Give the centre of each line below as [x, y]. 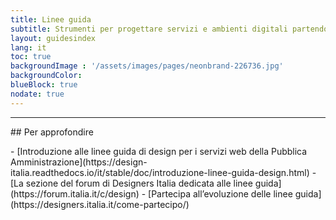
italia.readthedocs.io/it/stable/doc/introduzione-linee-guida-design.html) [160, 172]
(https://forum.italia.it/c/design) [75, 193]
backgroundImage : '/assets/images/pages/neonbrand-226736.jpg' [147, 66]
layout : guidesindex [53, 38]
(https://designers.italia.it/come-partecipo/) [100, 204]
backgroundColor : [46, 76]
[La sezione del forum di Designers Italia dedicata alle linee [131, 183]
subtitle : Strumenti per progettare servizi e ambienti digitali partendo [169, 29]
